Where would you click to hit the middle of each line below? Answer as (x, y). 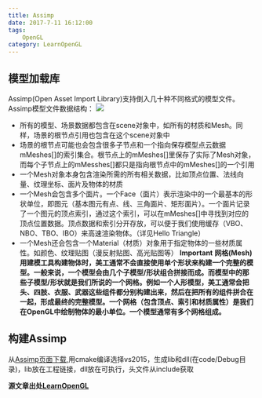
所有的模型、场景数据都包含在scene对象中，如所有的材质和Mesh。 (128, 125)
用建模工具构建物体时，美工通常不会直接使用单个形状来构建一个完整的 (133, 262)
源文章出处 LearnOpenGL (49, 385)
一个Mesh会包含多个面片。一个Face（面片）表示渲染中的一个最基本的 (133, 194)
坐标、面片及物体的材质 (85, 184)
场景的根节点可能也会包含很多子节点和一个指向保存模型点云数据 (122, 144)
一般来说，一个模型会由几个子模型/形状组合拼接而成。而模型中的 (138, 272)
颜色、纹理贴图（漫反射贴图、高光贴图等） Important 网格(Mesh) (146, 253)
